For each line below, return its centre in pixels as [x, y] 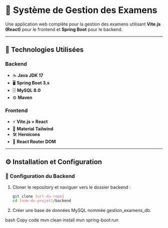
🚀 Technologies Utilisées [44, 50]
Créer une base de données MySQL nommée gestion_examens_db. [82, 210]
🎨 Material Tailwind [33, 128]
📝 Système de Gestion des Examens [81, 10]
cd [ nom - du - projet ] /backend [42, 201]
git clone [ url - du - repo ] [38, 196]
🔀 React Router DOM [34, 141]
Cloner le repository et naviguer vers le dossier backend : [71, 187]
